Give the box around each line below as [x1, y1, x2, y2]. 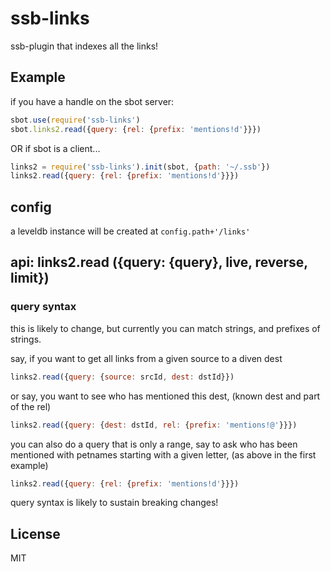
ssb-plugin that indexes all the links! [10, 40, 159, 52]
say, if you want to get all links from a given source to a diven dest [10, 352, 283, 364]
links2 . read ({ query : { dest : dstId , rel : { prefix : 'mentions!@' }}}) [10, 420, 298, 430]
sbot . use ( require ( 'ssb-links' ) [10, 115, 141, 125]
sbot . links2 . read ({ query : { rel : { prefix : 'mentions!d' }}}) [10, 124, 262, 134]
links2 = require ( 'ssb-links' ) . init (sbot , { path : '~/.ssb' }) [10, 162, 271, 172]
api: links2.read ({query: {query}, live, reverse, [10, 254, 308, 271]
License [10, 525, 61, 542]
